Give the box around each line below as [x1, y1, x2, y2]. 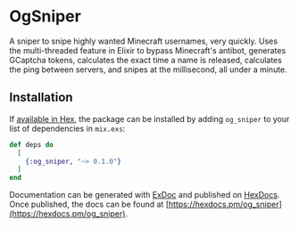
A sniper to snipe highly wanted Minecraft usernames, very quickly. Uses [9, 36, 278, 46]
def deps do [9, 140, 54, 149]
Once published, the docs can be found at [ [9, 199, 170, 210]
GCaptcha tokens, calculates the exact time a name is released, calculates [9, 54, 283, 65]
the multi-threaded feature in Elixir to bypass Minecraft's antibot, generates [9, 45, 287, 55]
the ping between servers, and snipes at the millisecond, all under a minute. [9, 64, 287, 75]
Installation [9, 90, 73, 105]
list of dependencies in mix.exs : [9, 123, 126, 134]
